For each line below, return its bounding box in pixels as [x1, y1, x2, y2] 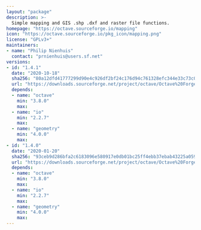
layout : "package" [6, 8, 52, 15]
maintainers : [6, 43, 39, 49]
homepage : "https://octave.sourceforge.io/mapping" [6, 25, 138, 32]
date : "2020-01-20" [11, 148, 60, 154]
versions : [6, 59, 31, 65]
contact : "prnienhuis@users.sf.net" [11, 53, 103, 59]
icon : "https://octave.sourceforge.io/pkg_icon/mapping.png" [6, 31, 162, 37]
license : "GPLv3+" [6, 37, 52, 43]
